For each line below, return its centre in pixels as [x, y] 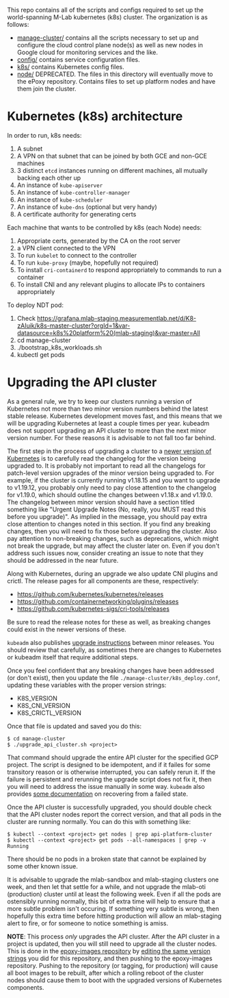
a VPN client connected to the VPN [66, 248]
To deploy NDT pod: [35, 305]
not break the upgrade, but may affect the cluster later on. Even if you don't [113, 546]
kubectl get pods [41, 354]
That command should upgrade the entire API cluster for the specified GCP [113, 757]
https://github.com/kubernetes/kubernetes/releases [90, 594]
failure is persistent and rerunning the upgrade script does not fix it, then [109, 779]
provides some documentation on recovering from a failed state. [97, 794]
